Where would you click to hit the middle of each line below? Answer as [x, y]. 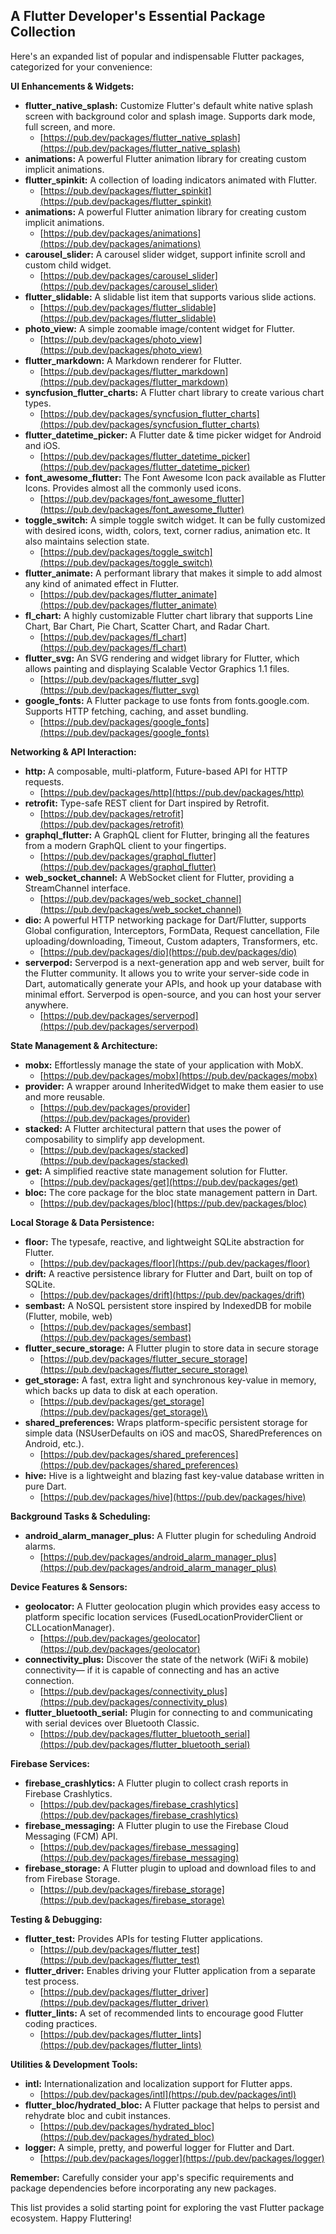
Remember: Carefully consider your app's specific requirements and [152, 2177]
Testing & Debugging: [56, 1919]
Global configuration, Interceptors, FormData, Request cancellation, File [172, 930]
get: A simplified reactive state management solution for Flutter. [156, 1171]
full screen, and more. [70, 126]
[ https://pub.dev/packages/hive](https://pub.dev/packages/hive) [173, 1496]
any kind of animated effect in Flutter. [102, 583]
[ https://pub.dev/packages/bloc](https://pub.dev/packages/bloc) [173, 1203]
